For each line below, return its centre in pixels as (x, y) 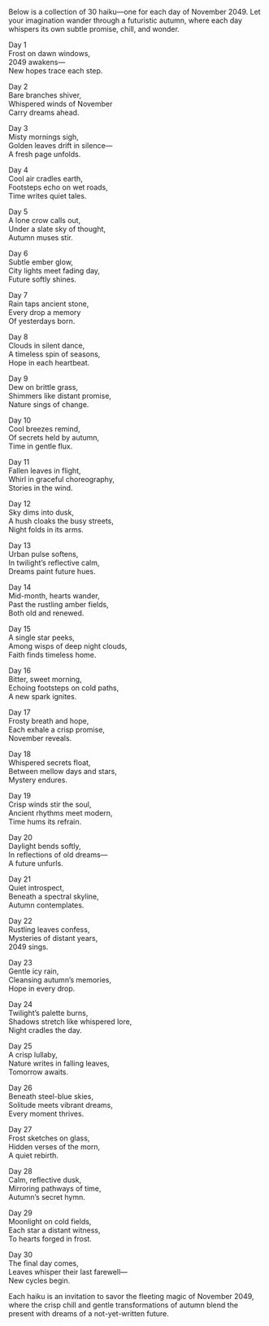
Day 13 (20, 545)
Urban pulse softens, (43, 554)
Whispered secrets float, (50, 763)
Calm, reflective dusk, (45, 1180)
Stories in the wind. (41, 488)
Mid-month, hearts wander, (54, 596)
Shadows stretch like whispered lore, (70, 1022)
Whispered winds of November (61, 104)
